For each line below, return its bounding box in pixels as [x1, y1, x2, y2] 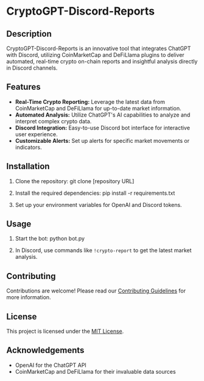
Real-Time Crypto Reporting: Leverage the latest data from [15, 98, 166, 105]
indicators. [15, 143, 42, 151]
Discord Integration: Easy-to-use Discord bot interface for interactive [15, 124, 191, 131]
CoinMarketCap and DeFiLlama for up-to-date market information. [15, 104, 181, 112]
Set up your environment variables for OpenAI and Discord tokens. [15, 201, 182, 208]
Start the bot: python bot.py [15, 235, 85, 242]
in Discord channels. [6, 64, 58, 71]
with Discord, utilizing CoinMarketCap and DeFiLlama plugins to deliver [6, 51, 185, 59]
